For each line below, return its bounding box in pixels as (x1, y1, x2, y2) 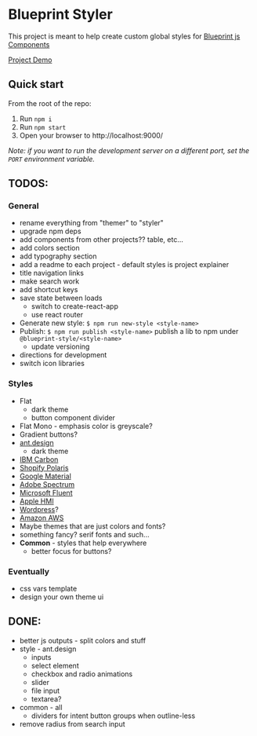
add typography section (19, 251, 97, 261)
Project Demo (8, 55, 52, 64)
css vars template (19, 584, 78, 594)
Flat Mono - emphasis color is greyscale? (19, 421, 153, 430)
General (8, 200, 39, 211)
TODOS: (8, 177, 49, 190)
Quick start (8, 78, 64, 91)
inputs (31, 652, 52, 661)
